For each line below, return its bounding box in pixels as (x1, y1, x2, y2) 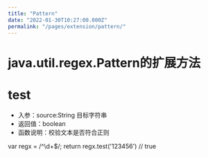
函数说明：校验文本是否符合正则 (17, 128, 110, 136)
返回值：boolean (17, 119, 66, 128)
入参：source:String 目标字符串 (17, 111, 107, 119)
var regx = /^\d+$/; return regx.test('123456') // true (8, 142, 157, 150)
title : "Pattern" (8, 10, 58, 17)
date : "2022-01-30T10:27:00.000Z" (8, 17, 108, 24)
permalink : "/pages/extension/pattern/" (8, 23, 127, 30)
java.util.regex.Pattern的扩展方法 (8, 55, 201, 71)
